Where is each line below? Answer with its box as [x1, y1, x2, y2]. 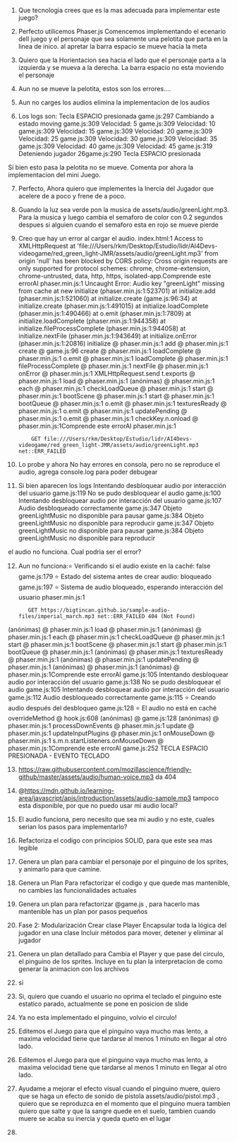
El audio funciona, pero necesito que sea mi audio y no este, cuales [18, 815, 214, 823]
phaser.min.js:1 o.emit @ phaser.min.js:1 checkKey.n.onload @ [18, 415, 199, 422]
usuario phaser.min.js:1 [18, 593, 85, 601]
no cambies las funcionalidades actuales [18, 886, 137, 894]
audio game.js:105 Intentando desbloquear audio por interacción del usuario [8, 685, 230, 694]
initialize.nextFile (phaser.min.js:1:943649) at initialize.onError [18, 332, 197, 340]
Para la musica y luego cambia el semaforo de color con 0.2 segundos [18, 213, 224, 221]
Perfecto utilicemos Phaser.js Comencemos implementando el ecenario [18, 28, 226, 35]
